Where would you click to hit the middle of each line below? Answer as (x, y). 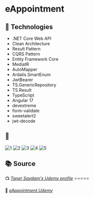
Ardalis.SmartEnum (31, 74)
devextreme (24, 106)
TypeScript (23, 95)
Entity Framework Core (35, 59)
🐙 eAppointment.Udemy (29, 190)
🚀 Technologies (29, 27)
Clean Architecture (31, 44)
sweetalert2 (24, 116)
